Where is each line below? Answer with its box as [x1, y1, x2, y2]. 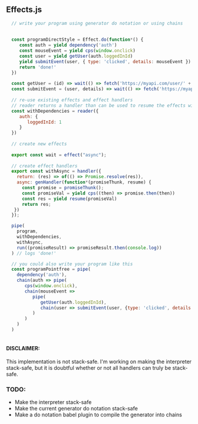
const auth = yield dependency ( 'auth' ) [19, 42, 117, 48]
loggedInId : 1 [27, 119, 62, 125]
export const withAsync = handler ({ [11, 168, 101, 175]
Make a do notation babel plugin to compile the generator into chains [14, 411, 183, 418]
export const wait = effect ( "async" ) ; [11, 152, 107, 158]
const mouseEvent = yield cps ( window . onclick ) [19, 48, 136, 54]
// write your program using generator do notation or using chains [11, 20, 183, 26]
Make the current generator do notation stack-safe [14, 405, 138, 412]
